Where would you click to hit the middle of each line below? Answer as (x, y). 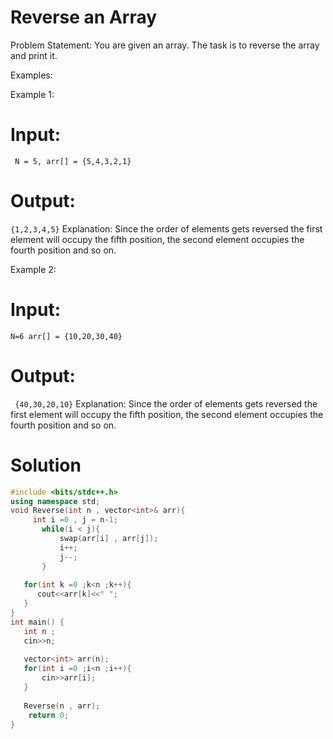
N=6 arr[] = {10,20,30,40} (66, 336)
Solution (46, 465)
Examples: (31, 75)
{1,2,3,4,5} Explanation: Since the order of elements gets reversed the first (166, 228)
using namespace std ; (55, 501)
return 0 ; (49, 715)
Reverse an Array (84, 17)
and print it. (34, 55)
